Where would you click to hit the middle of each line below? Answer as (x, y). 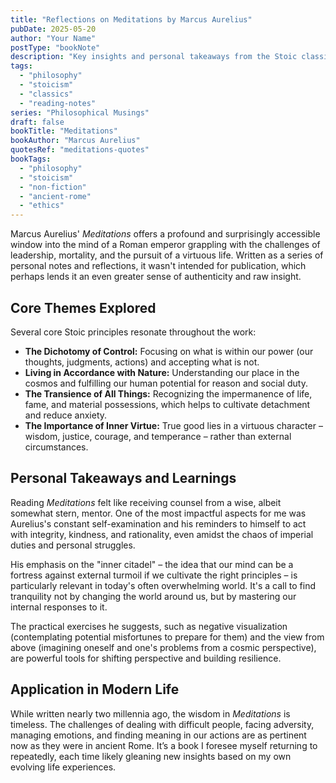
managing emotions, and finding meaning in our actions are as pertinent (158, 735)
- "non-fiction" (53, 187)
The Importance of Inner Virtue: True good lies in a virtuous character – (173, 425)
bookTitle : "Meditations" (64, 131)
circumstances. (56, 447)
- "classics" (46, 94)
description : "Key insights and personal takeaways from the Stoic (154, 57)
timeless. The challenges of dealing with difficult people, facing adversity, (162, 724)
